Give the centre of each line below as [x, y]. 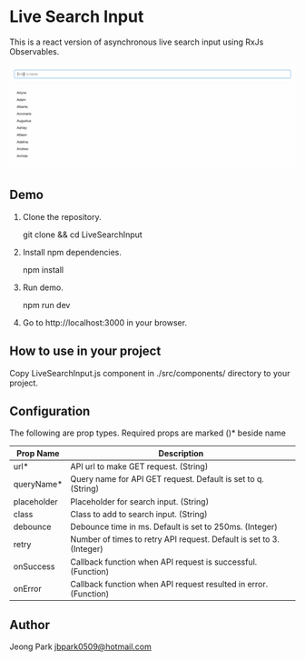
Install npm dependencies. [72, 252]
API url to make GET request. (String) [139, 466]
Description [181, 453]
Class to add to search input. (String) [139, 514]
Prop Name [38, 453]
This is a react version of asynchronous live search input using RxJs [137, 42]
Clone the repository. [62, 216]
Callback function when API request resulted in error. [169, 584]
